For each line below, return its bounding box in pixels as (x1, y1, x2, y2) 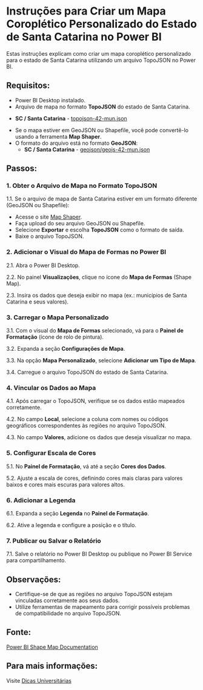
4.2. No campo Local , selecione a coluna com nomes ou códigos (6, 416, 168, 423)
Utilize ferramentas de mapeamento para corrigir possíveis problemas (15, 603, 190, 611)
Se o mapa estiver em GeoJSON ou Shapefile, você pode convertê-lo (15, 126, 189, 134)
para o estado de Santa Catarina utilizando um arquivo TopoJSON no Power (6, 56, 196, 64)
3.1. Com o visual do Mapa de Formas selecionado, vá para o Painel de (6, 327, 184, 334)
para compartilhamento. (6, 557, 67, 564)
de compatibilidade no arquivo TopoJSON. (15, 610, 121, 617)
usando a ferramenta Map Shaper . (15, 133, 102, 140)
